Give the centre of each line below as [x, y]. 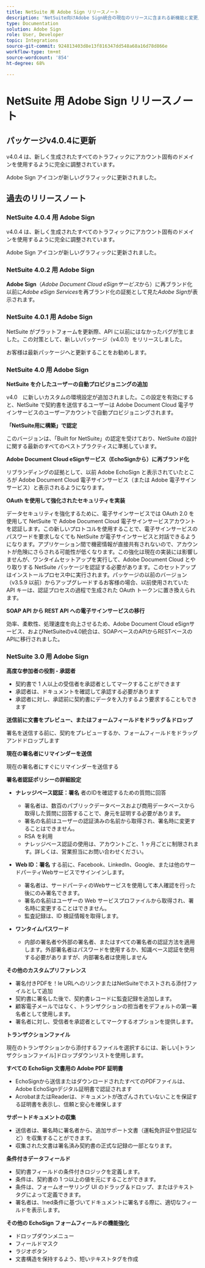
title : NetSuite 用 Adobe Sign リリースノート [63, 12]
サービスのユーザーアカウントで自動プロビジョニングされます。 [97, 413]
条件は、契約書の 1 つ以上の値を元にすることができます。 [87, 1179]
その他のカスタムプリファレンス [46, 970]
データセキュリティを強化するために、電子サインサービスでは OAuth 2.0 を [100, 514]
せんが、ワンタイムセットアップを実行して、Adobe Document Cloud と [101, 560]
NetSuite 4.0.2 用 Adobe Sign [50, 270]
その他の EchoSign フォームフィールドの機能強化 [68, 1223]
